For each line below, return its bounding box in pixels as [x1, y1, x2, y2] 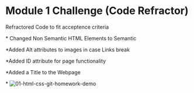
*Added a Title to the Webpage [5, 68, 81, 75]
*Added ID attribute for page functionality [5, 57, 106, 64]
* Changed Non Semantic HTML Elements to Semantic [5, 35, 137, 42]
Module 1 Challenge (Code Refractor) [5, 4, 189, 18]
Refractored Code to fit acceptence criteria [5, 23, 109, 30]
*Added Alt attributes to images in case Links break [5, 46, 130, 53]
